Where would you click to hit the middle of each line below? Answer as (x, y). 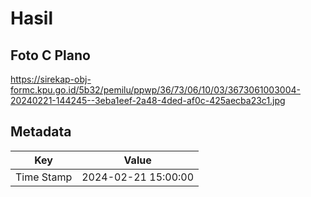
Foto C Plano (50, 55)
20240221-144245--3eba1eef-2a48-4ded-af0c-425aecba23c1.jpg (148, 100)
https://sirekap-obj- (51, 79)
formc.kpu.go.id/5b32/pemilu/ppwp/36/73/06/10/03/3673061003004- (155, 90)
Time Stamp (44, 177)
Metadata (41, 132)
